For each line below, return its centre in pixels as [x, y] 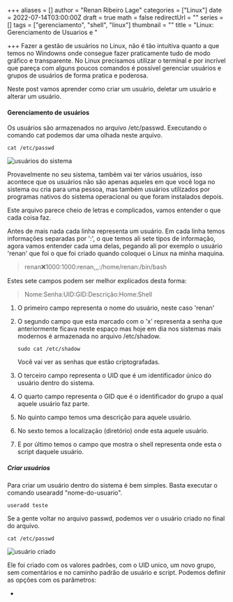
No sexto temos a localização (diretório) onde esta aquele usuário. [113, 431]
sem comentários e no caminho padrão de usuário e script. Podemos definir [116, 573]
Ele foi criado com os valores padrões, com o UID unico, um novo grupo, [112, 565]
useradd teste [28, 506]
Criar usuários [29, 467]
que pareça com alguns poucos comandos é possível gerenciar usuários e [114, 68]
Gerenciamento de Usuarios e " [52, 32]
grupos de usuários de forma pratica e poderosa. [78, 75]
